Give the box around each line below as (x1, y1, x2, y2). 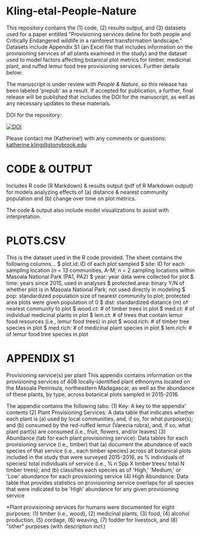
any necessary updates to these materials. (6, 99, 111, 106)
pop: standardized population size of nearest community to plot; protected (6, 292, 190, 299)
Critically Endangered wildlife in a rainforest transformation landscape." (6, 37, 182, 44)
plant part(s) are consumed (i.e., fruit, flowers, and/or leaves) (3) (6, 428, 166, 435)
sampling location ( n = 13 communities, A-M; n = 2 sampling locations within (6, 266, 195, 274)
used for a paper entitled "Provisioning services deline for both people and (6, 30, 191, 37)
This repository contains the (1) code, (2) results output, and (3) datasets (6, 24, 186, 31)
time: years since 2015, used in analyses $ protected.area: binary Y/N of (6, 279, 185, 286)
